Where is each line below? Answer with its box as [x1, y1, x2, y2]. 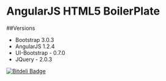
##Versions [6, 24, 35, 32]
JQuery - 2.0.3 [15, 55, 52, 63]
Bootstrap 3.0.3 [15, 36, 54, 43]
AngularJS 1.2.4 [15, 43, 55, 50]
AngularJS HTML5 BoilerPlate [6, 4, 161, 18]
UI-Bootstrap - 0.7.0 [15, 49, 65, 56]
